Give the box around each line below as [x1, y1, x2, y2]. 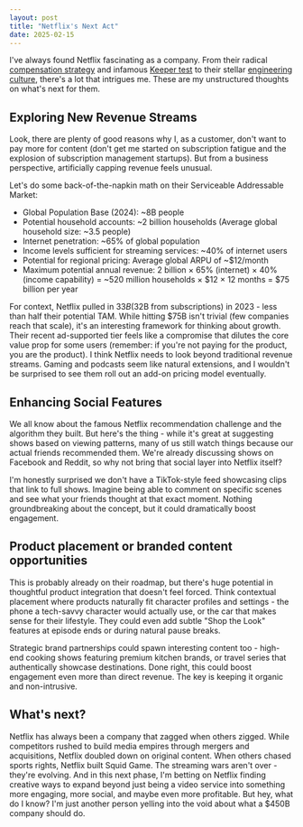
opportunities [9, 553, 88, 569]
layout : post [9, 13, 59, 23]
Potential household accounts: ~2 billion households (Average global [22, 217, 278, 228]
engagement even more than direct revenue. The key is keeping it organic [9, 671, 284, 682]
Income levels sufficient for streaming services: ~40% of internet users [22, 246, 288, 256]
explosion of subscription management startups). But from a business [9, 153, 269, 163]
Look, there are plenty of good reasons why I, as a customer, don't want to [9, 134, 287, 144]
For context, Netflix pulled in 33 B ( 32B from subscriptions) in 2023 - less [9, 302, 278, 312]
